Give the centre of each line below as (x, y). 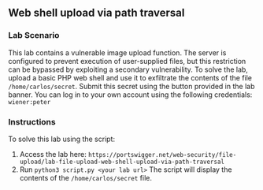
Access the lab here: (53, 154)
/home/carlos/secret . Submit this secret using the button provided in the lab (131, 86)
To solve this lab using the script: (62, 139)
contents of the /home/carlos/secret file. (85, 177)
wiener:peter (30, 102)
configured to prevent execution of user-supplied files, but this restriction (127, 61)
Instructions (32, 121)
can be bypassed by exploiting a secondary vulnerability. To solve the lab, (128, 69)
